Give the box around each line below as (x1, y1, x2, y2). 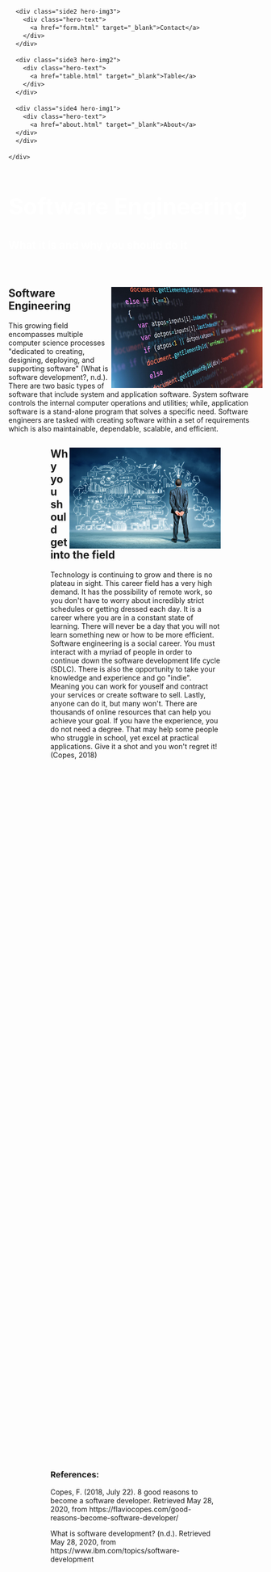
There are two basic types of (8, 381, 105, 390)
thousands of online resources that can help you (50, 707, 211, 717)
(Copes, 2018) (50, 750, 98, 760)
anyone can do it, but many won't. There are (50, 698, 198, 708)
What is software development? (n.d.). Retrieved (50, 1528, 211, 1539)
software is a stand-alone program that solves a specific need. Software (8, 407, 248, 416)
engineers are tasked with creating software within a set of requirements (8, 415, 250, 424)
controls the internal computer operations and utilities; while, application (8, 398, 248, 407)
